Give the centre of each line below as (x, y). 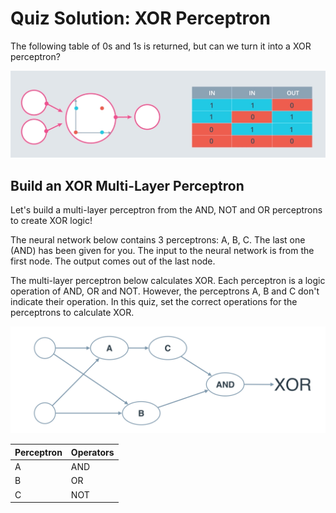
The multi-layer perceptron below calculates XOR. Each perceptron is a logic (168, 281)
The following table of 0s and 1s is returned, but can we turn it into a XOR (161, 46)
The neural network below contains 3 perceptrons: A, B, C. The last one (158, 240)
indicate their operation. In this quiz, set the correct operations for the (154, 302)
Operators (92, 452)
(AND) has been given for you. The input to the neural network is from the (162, 251)
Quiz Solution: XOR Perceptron (140, 18)
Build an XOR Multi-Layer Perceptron (127, 185)
